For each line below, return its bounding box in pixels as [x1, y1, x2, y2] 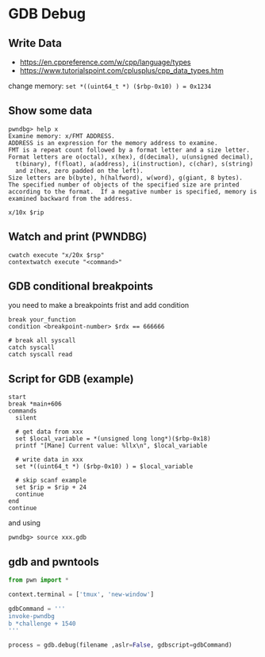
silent [15, 414, 37, 422]
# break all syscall [8, 336, 77, 345]
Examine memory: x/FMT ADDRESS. [8, 132, 115, 140]
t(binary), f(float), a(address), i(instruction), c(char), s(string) [15, 159, 254, 167]
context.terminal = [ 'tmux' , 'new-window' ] [8, 590, 155, 598]
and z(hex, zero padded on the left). [15, 167, 144, 175]
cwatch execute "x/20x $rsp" [8, 251, 105, 259]
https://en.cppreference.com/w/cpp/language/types [19, 57, 192, 67]
